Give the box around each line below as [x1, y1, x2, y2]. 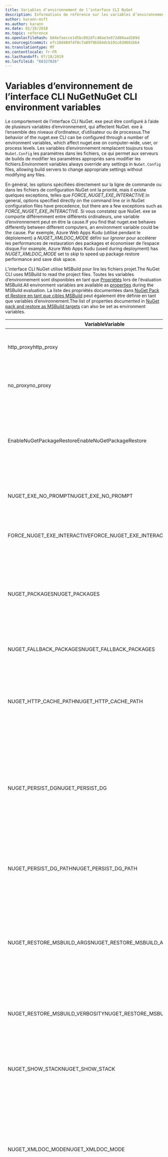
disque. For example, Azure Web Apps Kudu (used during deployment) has [5, 246, 158, 252]
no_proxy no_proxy [7, 382, 51, 389]
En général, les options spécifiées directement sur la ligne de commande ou [5, 181, 161, 187]
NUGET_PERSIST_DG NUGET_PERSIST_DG [7, 785, 107, 792]
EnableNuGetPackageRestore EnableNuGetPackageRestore [7, 437, 146, 444]
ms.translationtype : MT [5, 45, 55, 50]
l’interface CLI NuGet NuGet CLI [5, 91, 137, 103]
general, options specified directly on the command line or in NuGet [5, 198, 145, 204]
